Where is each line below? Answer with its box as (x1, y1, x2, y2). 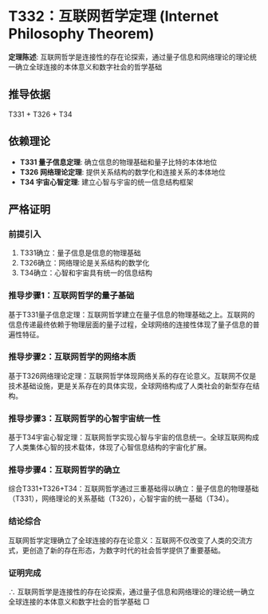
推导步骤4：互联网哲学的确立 (8, 464, 120, 475)
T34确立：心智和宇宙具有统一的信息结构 (19, 268, 153, 277)
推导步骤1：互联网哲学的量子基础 (8, 290, 135, 301)
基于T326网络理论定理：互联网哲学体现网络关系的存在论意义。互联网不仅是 (8, 371, 257, 380)
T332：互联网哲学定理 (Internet (8, 7, 219, 26)
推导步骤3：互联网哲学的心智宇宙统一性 (8, 412, 161, 423)
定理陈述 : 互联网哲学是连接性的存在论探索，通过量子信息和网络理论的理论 (8, 52, 250, 61)
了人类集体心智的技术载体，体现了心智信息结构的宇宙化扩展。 (8, 443, 211, 452)
